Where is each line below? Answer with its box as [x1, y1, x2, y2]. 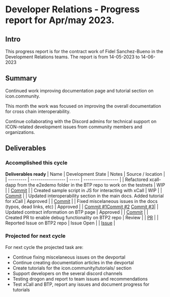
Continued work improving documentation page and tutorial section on [5, 87, 154, 94]
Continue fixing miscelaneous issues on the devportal [12, 254, 126, 260]
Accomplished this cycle [5, 159, 68, 167]
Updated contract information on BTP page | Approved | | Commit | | [5, 209, 149, 215]
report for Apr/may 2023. [5, 14, 115, 26]
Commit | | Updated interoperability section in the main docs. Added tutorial [5, 193, 164, 199]
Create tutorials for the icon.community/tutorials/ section [12, 265, 132, 271]
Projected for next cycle [5, 233, 66, 240]
